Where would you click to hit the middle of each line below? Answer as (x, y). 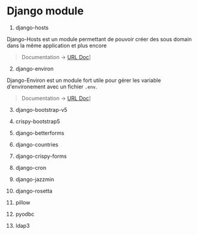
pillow (23, 202)
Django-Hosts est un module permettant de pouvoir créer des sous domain (99, 39)
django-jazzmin (35, 179)
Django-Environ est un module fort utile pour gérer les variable (84, 80)
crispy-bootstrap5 (38, 121)
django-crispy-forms (41, 156)
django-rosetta (34, 191)
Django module (45, 11)
